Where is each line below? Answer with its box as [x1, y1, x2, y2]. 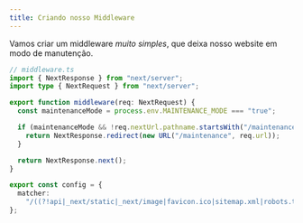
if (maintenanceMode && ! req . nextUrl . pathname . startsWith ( [17, 123, 244, 132]
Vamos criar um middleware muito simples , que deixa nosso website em [9, 38, 278, 49]
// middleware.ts [9, 65, 75, 74]
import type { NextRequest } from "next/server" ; [9, 82, 200, 91]
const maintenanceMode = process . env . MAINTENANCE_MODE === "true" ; [17, 107, 277, 116]
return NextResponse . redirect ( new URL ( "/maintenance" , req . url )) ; [25, 131, 280, 140]
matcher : [17, 189, 50, 199]
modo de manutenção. [9, 47, 94, 59]
